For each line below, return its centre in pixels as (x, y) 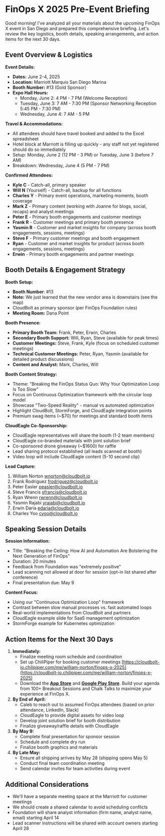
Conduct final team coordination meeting (62, 763)
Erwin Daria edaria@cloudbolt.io (46, 508)
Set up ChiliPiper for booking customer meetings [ (72, 662)
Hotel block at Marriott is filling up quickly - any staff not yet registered (86, 144)
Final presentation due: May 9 (43, 583)
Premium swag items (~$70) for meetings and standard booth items (82, 416)
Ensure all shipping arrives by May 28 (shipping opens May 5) (84, 758)
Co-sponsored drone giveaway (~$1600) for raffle (64, 446)
